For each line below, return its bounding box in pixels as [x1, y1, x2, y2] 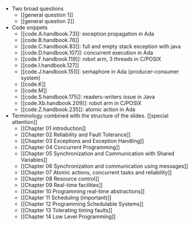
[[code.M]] [20, 87, 47, 94]
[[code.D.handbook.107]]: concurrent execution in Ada [20, 49, 153, 56]
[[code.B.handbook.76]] [20, 37, 79, 43]
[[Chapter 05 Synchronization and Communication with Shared [20, 150, 175, 157]
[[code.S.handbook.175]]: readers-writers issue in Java [20, 93, 155, 100]
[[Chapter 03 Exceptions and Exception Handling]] [20, 138, 144, 144]
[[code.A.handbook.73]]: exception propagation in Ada [20, 30, 154, 37]
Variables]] [20, 157, 47, 163]
